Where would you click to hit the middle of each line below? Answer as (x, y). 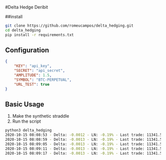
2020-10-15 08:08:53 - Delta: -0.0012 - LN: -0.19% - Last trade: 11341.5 (84, 135)
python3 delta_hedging (28, 130)
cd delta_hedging (23, 30)
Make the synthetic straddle (41, 116)
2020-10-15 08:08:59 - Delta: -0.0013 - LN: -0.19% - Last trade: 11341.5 (84, 140)
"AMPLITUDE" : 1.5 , (33, 75)
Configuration (27, 50)
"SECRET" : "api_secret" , (40, 71)
